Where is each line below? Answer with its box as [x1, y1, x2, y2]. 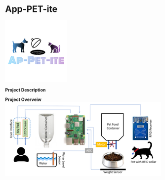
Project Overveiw [5, 96, 42, 102]
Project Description [5, 87, 46, 92]
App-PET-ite [5, 3, 58, 15]
